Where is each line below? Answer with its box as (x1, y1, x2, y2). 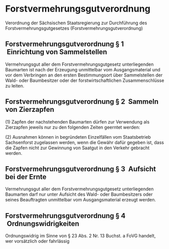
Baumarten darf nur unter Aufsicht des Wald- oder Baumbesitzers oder (5, 191, 153, 197)
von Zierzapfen (5, 105, 54, 114)
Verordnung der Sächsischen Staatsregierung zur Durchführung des (5, 20, 147, 26)
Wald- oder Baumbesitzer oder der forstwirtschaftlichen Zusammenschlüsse (5, 77, 164, 84)
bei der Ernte (5, 173, 47, 181)
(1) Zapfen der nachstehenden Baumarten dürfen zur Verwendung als (5, 118, 150, 124)
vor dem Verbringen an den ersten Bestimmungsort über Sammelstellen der (5, 72, 163, 78)
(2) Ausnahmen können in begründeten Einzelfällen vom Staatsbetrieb (5, 134, 151, 140)
